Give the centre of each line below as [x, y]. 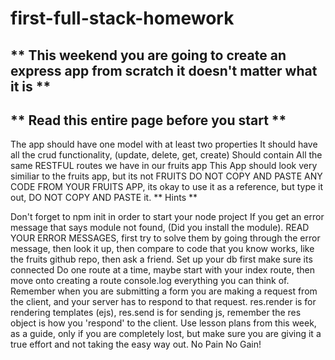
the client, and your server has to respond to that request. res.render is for [163, 302]
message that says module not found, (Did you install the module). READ [160, 228]
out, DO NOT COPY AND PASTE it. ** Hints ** [104, 198]
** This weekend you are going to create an [148, 55]
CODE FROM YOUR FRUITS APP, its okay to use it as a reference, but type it [167, 187]
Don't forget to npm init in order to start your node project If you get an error [167, 217]
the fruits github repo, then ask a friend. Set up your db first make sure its [161, 259]
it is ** [31, 86]
